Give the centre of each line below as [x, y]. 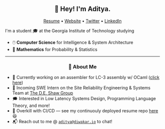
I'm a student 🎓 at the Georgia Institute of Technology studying [70, 30]
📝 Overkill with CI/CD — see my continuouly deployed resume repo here [85, 111]
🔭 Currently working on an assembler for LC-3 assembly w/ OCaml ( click [86, 77]
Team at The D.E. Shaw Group [43, 93]
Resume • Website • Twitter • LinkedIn [82, 21]
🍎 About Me [82, 67]
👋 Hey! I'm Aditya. [82, 9]
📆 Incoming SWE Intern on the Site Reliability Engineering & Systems [81, 88]
